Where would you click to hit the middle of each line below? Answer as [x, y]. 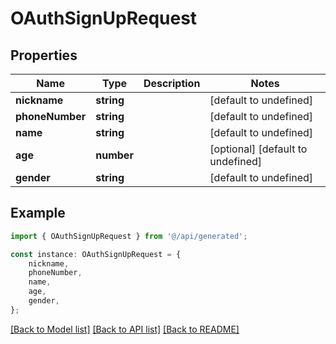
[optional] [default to [258, 149]
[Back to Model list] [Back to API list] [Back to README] [125, 329]
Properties [44, 55]
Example [38, 213]
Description [172, 83]
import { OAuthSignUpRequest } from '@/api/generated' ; [129, 236]
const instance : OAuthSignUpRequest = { [96, 254]
